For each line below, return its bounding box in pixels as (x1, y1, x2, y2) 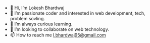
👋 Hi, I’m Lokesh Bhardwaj (10, 5, 65, 11)
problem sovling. (10, 16, 45, 21)
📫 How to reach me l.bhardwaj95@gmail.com (10, 32, 106, 38)
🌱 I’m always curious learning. (10, 21, 73, 27)
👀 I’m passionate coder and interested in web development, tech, (10, 10, 145, 16)
